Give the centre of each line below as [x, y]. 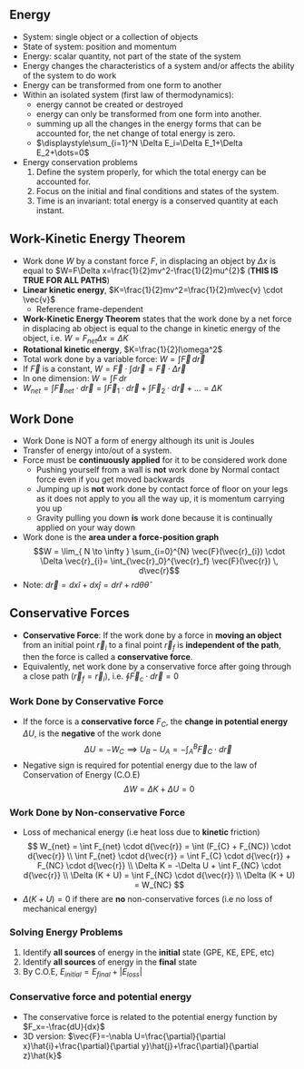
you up [49, 508]
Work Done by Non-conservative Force [98, 812]
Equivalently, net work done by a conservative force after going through [157, 666]
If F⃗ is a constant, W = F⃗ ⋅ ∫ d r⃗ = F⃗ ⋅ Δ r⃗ [104, 369]
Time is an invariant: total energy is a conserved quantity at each [157, 201]
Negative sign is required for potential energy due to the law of [140, 765]
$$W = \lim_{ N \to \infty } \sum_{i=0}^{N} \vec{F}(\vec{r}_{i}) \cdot [159, 552]
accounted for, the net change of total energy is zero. [136, 133]
